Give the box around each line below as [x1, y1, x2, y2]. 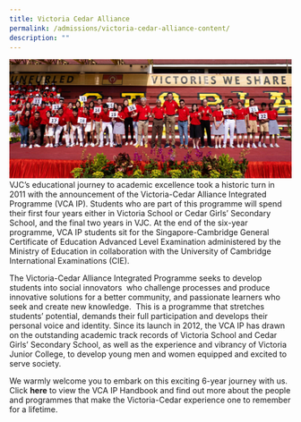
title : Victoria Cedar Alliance [9, 14, 130, 23]
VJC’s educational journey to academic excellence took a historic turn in [9, 180, 275, 190]
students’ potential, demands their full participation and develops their [9, 311, 269, 322]
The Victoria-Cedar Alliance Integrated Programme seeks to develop [9, 273, 262, 283]
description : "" [9, 33, 70, 42]
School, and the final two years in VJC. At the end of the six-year [9, 217, 248, 228]
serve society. [9, 359, 62, 369]
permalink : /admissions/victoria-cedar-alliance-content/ [9, 23, 230, 33]
